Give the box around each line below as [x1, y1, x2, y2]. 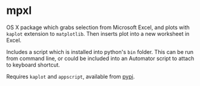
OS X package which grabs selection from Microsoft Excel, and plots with [6, 24, 190, 31]
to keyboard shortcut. [6, 61, 61, 68]
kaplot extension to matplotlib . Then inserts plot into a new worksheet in [6, 30, 190, 37]
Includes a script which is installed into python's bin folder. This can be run [6, 48, 194, 55]
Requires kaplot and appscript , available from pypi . [6, 73, 135, 80]
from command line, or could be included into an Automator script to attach [6, 55, 195, 62]
